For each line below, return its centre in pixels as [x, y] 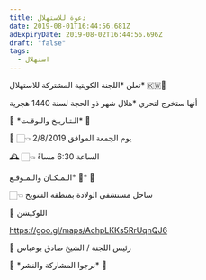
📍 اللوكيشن [28, 213]
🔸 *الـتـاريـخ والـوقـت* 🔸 [50, 121]
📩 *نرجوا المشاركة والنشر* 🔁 [58, 265]
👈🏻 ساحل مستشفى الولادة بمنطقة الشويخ [81, 195]
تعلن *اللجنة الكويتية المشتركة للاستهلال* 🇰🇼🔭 [88, 85]
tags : [19, 51]
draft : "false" [38, 43]
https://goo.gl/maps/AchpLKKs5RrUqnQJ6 [89, 230]
